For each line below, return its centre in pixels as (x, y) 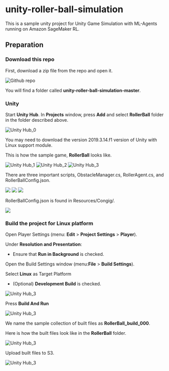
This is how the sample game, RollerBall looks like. (59, 155)
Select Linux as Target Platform (38, 274)
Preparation (24, 45)
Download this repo (30, 60)
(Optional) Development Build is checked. (57, 284)
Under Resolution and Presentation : (44, 244)
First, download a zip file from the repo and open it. (59, 70)
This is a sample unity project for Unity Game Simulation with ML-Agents (81, 23)
